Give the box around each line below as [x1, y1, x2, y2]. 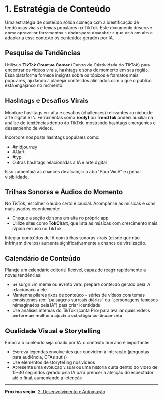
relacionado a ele [12, 287, 47, 293]
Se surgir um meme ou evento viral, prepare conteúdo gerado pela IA [12, 282, 151, 287]
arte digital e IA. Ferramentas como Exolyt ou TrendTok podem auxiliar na [5, 115, 154, 120]
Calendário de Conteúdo [5, 254, 81, 263]
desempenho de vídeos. [5, 125, 53, 131]
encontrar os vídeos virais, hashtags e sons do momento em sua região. [5, 67, 149, 73]
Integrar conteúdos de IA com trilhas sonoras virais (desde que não [5, 235, 140, 241]
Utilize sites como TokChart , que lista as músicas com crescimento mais [12, 220, 158, 226]
